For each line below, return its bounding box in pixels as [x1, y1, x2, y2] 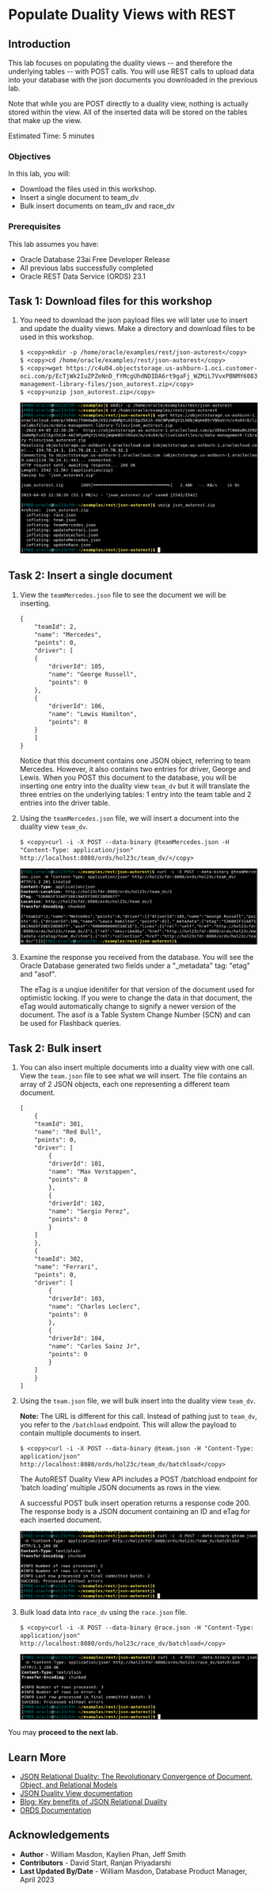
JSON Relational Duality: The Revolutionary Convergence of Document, [19, 1772, 253, 1782]
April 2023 [19, 1875, 55, 1884]
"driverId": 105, [48, 662, 105, 670]
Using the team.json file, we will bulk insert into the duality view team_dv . [19, 1396, 256, 1406]
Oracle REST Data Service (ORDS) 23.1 [19, 272, 146, 281]
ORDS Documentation [19, 1805, 92, 1815]
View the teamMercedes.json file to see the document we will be [19, 590, 227, 599]
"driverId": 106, [48, 702, 105, 710]
